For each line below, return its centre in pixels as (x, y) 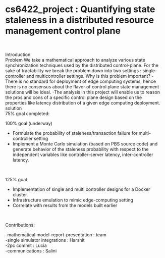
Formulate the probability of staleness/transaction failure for (75, 133)
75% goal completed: (27, 113)
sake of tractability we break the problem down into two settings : (73, 70)
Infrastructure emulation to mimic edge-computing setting (73, 200)
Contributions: (20, 225)
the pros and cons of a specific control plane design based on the (74, 97)
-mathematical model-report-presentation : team (56, 235)
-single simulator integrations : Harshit (45, 240)
